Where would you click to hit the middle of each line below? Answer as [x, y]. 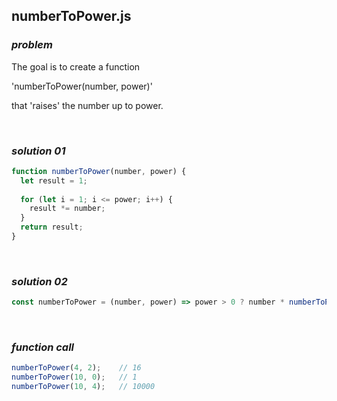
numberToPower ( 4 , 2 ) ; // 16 [76, 368]
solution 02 [39, 281]
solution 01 [38, 151]
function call [43, 347]
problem [32, 45]
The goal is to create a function [76, 66]
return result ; [52, 227]
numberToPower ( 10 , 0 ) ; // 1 [74, 377]
